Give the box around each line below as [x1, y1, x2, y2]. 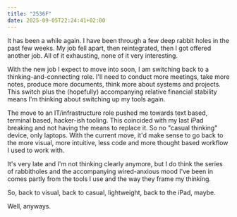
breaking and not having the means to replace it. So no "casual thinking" [7, 123, 218, 132]
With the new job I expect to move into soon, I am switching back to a [7, 65, 209, 73]
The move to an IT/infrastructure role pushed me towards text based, [7, 108, 208, 117]
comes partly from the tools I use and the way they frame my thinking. [7, 174, 212, 183]
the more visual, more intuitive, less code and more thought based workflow [7, 138, 229, 147]
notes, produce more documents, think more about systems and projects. [7, 80, 221, 88]
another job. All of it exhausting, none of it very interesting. [7, 51, 178, 60]
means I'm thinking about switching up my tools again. [7, 94, 166, 103]
